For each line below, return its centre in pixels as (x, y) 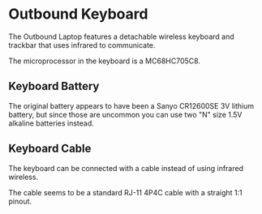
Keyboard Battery (54, 86)
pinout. (20, 201)
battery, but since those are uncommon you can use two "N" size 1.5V (125, 114)
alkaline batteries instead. (52, 123)
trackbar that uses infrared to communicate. (82, 45)
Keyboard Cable (50, 149)
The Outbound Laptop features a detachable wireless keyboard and (121, 36)
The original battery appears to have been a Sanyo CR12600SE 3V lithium (131, 105)
